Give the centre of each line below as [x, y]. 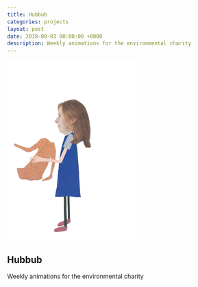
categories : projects [38, 22]
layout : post [26, 29]
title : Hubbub [27, 14]
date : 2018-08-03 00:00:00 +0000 [55, 36]
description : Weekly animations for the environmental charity [99, 44]
